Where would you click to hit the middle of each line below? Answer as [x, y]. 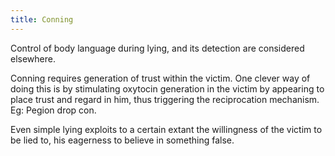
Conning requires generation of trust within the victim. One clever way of [160, 78]
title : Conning [42, 19]
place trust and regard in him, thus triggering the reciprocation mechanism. [165, 99]
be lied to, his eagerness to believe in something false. [122, 140]
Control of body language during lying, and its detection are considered [157, 48]
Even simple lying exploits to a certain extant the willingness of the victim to [166, 129]
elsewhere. [33, 58]
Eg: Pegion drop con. [53, 110]
